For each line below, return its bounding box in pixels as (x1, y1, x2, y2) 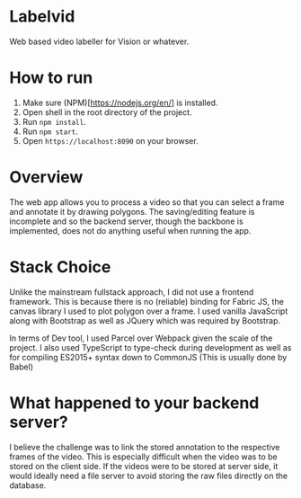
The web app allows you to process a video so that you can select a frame (9, 196, 285, 208)
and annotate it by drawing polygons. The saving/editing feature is (9, 206, 255, 217)
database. (9, 479, 47, 491)
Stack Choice (9, 257, 111, 277)
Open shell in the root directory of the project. (22, 106, 192, 118)
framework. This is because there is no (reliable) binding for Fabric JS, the (9, 296, 285, 307)
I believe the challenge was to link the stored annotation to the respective (9, 441, 280, 452)
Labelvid (9, 6, 75, 27)
